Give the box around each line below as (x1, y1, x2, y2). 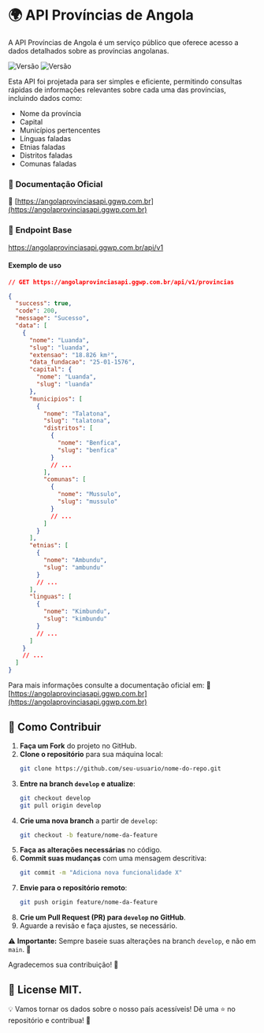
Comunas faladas (19, 158, 77, 168)
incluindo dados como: (8, 93, 83, 103)
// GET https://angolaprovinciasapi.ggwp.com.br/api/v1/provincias (8, 278, 235, 286)
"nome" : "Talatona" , (43, 409, 111, 418)
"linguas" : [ (28, 593, 73, 601)
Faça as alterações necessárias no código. (19, 845, 162, 855)
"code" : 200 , (15, 307, 58, 315)
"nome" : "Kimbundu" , (43, 608, 111, 616)
